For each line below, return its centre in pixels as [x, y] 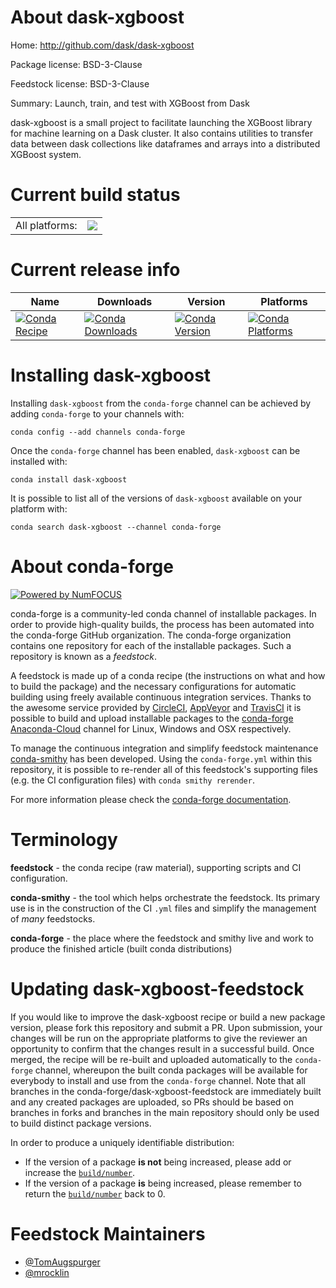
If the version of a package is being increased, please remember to [163, 1183]
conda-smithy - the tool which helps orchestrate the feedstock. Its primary [165, 897]
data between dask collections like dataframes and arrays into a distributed [165, 143]
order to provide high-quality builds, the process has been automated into [162, 624]
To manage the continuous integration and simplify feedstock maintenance [164, 748]
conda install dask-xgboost [69, 479]
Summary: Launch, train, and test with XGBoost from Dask [130, 103]
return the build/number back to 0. [95, 1193]
